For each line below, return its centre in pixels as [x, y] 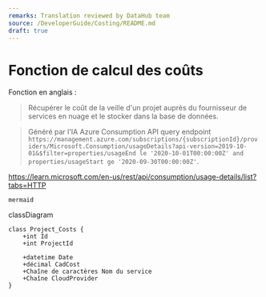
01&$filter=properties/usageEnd [82, 154]
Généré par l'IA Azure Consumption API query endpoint [119, 132]
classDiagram [31, 215]
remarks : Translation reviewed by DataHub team [89, 16]
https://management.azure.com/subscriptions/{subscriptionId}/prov [143, 140]
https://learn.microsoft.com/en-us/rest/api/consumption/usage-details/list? [133, 177]
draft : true [28, 30]
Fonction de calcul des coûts [106, 70]
